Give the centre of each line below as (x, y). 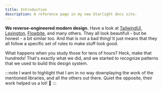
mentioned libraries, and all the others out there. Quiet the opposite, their (79, 78)
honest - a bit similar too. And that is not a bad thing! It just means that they (81, 38)
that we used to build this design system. (47, 63)
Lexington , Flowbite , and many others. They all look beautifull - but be (76, 33)
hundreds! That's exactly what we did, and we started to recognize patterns (82, 58)
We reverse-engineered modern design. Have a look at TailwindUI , (74, 28)
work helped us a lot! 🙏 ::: (31, 83)
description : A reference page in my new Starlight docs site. (71, 14)
